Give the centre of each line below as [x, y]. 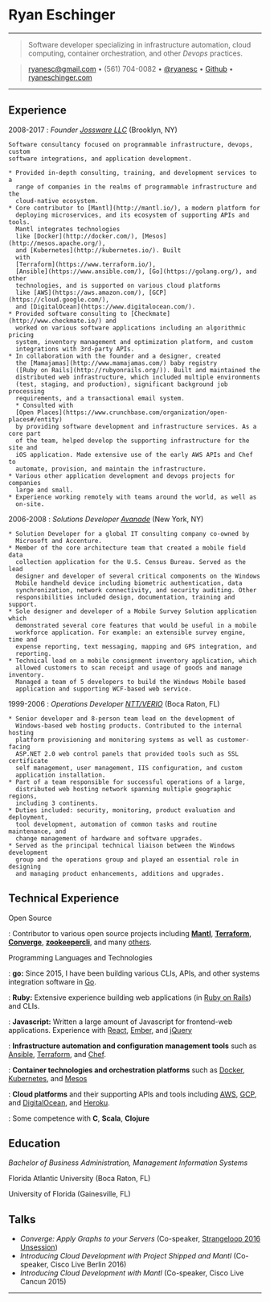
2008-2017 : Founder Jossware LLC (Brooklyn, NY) [93, 130]
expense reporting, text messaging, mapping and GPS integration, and [136, 646]
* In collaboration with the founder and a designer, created [115, 356]
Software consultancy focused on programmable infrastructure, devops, [131, 144]
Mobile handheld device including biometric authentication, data [129, 583]
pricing [21, 335]
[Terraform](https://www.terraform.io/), [86, 264]
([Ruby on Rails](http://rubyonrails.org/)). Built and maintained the [138, 370]
